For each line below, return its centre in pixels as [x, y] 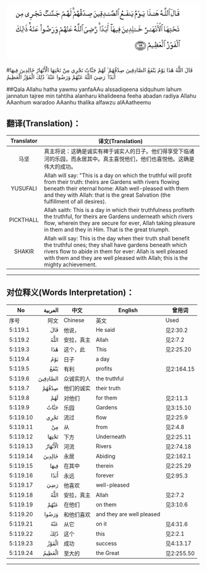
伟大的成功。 [60, 166]
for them [107, 398]
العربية [51, 310]
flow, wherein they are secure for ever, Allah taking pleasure [120, 223]
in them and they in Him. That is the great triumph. [107, 230]
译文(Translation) [120, 141]
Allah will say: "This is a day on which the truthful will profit [118, 175]
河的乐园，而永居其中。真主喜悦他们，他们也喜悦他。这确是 [119, 159]
